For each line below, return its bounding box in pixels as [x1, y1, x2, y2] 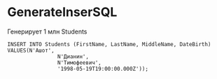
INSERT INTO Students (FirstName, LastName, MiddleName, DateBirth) [7, 41, 211, 48]
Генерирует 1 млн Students [7, 27, 87, 36]
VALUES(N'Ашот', [7, 47, 55, 54]
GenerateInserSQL [7, 4, 118, 20]
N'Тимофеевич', [57, 59, 101, 66]
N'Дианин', [57, 53, 90, 60]
